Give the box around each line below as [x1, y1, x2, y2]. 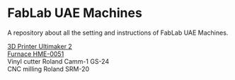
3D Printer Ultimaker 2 [7, 42, 72, 50]
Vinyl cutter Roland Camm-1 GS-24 [7, 57, 110, 65]
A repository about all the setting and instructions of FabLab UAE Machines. [7, 28, 229, 37]
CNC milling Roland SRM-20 [7, 64, 90, 73]
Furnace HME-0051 [7, 50, 64, 58]
